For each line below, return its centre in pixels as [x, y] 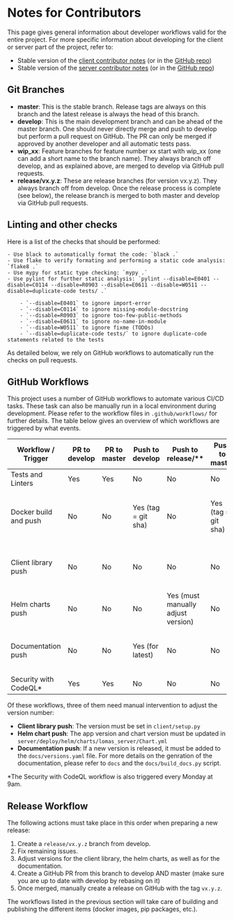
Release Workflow [48, 806]
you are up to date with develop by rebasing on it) [88, 881]
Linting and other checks [62, 225]
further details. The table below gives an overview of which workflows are [114, 421]
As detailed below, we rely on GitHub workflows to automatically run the [110, 353]
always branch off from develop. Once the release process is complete [119, 188]
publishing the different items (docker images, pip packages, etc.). [102, 909]
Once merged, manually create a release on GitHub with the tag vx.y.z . [120, 888]
